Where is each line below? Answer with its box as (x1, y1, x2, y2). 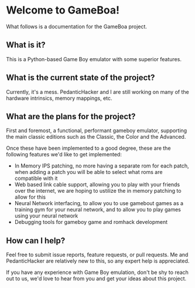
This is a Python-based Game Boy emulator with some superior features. (6, 55, 182, 62)
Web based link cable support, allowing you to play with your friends (14, 181, 180, 188)
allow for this (14, 193, 46, 200)
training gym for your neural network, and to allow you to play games (14, 206, 182, 213)
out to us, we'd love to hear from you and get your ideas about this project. (6, 275, 187, 282)
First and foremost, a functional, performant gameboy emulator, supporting (6, 127, 187, 134)
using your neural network (14, 212, 78, 219)
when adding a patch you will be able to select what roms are (14, 169, 163, 176)
